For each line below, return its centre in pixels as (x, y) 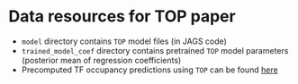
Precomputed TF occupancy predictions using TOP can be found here (149, 70)
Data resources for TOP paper (122, 17)
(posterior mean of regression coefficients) (101, 60)
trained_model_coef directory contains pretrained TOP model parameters (155, 50)
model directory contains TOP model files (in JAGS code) (124, 41)
